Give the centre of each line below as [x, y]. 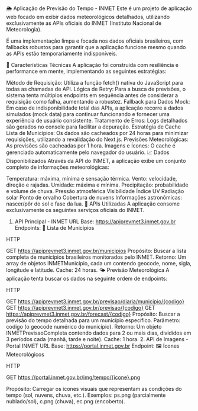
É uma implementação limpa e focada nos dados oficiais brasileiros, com [95, 41]
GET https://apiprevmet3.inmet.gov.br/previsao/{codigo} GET [81, 308]
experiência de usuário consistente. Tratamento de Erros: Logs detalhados [97, 121]
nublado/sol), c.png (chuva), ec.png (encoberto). [66, 401]
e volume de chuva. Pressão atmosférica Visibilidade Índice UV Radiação [95, 191]
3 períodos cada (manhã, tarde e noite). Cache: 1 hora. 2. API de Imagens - [97, 339]
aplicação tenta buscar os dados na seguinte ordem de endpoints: [87, 278]
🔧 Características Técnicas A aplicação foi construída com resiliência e [92, 65]
